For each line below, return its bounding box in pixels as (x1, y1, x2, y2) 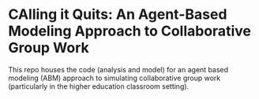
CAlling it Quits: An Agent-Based (8, 5, 227, 24)
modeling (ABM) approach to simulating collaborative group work (8, 73, 221, 82)
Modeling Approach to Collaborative (8, 22, 251, 40)
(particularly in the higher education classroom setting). (8, 81, 190, 91)
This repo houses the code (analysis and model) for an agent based (8, 64, 229, 74)
